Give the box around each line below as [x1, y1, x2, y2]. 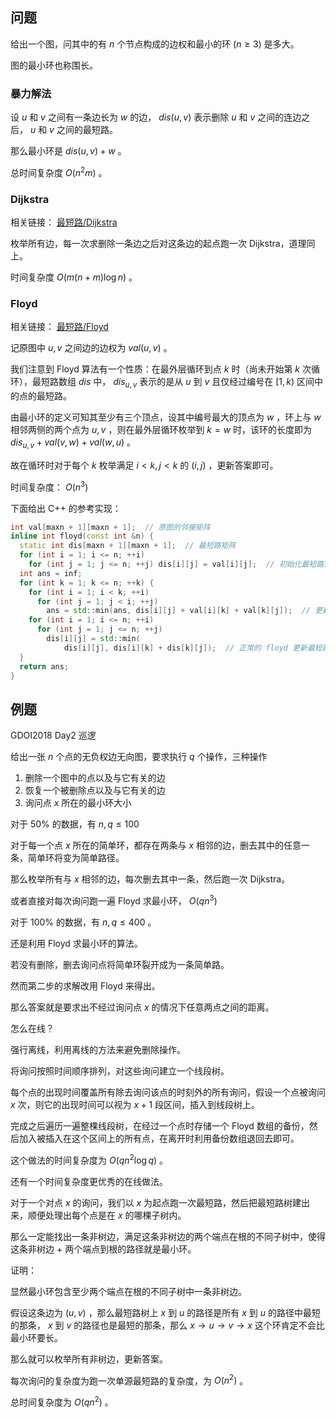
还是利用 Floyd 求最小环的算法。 [10, 937, 143, 949]
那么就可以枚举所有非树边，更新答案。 [10, 1353, 168, 1365]
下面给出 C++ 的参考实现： [10, 502, 122, 514]
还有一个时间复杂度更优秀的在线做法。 [10, 1175, 168, 1187]
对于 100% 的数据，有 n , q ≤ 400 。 [10, 916, 157, 928]
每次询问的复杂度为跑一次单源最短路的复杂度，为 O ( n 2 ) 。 [10, 1373, 249, 1387]
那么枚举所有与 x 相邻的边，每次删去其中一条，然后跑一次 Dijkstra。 [10, 873, 291, 885]
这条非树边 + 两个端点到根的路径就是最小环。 [10, 1243, 197, 1255]
